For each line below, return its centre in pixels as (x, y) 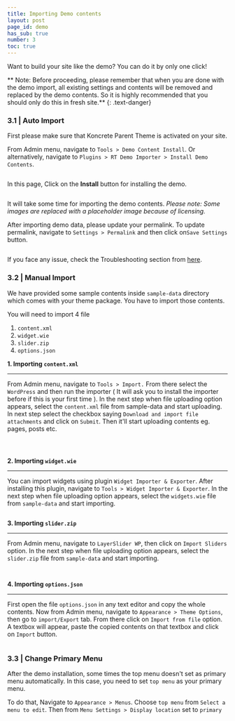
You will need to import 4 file (49, 314)
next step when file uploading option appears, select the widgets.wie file (112, 496)
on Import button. (33, 634)
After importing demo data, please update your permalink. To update (106, 225)
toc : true (22, 46)
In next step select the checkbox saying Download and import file (103, 414)
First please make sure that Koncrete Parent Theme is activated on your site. (117, 136)
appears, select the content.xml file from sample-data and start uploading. (115, 406)
